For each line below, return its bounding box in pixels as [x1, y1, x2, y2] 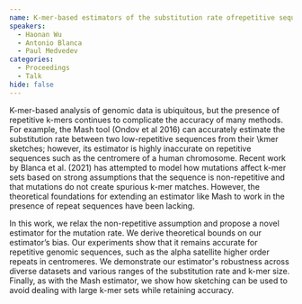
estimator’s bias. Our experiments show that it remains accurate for [9, 237, 258, 247]
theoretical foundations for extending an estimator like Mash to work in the [9, 191, 286, 201]
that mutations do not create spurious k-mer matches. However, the [9, 181, 261, 192]
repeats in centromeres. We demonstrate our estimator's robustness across [9, 255, 289, 266]
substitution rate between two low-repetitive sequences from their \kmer [9, 133, 279, 144]
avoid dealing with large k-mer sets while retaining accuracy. [9, 284, 235, 295]
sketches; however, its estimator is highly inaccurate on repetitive [9, 143, 252, 154]
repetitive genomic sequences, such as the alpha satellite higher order [9, 246, 270, 257]
